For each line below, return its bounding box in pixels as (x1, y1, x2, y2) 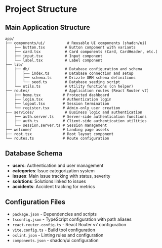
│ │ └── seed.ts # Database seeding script (5, 80, 121, 85)
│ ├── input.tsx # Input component (5, 53, 103, 58)
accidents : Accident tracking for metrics (12, 183, 95, 189)
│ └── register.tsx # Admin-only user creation (5, 105, 121, 110)
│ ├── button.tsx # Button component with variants (5, 45, 136, 50)
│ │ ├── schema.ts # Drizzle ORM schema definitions (5, 75, 136, 80)
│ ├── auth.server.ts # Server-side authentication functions (5, 114, 147, 119)
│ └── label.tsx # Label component (5, 58, 103, 63)
